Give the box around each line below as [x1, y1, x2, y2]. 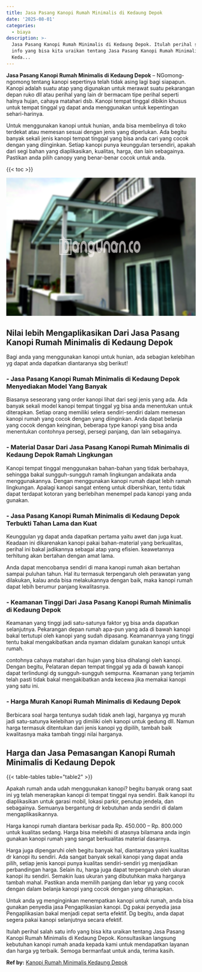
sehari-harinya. [6, 110, 44, 117]
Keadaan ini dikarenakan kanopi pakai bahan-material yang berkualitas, [6, 539, 183, 546]
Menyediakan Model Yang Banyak [6, 382, 108, 391]
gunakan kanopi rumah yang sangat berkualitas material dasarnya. [6, 835, 171, 842]
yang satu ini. [6, 682, 40, 689]
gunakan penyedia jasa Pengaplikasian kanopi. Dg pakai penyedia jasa [6, 903, 182, 911]
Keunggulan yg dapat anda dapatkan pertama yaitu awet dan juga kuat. [6, 532, 183, 540]
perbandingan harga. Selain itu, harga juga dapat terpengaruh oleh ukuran [6, 866, 191, 874]
